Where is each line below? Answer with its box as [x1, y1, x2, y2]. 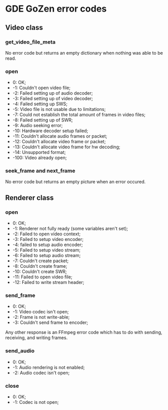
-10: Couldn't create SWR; [12, 269, 67, 275]
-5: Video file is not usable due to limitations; [12, 106, 106, 112]
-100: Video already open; [12, 155, 67, 161]
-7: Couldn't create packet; [12, 258, 69, 264]
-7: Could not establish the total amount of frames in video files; [12, 112, 146, 118]
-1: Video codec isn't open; [12, 309, 69, 315]
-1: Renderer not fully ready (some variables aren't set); [12, 226, 128, 232]
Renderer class [5, 193, 54, 202]
